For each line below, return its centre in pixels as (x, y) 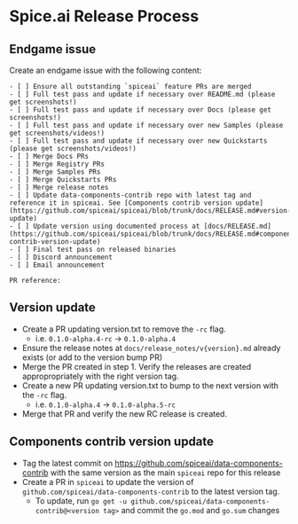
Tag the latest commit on (67, 463)
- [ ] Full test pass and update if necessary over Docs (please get (141, 110)
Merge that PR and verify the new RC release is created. (125, 413)
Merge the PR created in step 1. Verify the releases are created (137, 366)
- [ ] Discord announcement (61, 257)
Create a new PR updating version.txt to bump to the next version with (150, 385)
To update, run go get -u (81, 501)
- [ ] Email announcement (57, 265)
